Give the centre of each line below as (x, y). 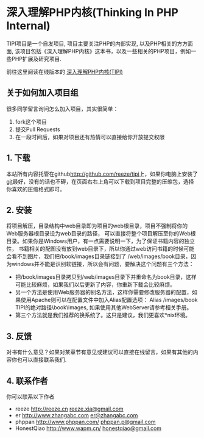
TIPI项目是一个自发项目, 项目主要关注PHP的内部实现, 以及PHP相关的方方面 (100, 43)
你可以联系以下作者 (30, 397)
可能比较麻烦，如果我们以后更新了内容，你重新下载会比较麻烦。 (95, 285)
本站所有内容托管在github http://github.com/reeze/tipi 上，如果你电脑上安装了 (102, 174)
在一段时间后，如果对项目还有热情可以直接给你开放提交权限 (90, 137)
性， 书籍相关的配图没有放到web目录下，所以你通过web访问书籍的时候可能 (100, 249)
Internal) (28, 26)
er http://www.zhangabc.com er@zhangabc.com (76, 415)
